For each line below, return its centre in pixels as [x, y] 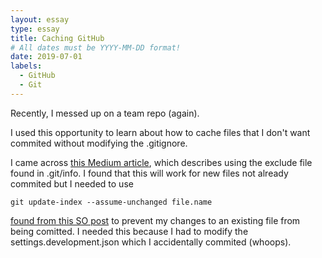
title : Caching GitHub [57, 38]
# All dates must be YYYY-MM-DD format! [96, 47]
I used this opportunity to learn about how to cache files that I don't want [160, 132]
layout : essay [40, 19]
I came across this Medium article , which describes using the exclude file [161, 162]
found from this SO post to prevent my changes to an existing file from [155, 220]
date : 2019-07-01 [46, 57]
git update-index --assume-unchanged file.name [111, 202]
